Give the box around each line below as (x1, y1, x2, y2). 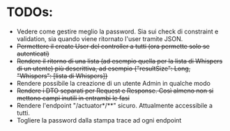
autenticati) (16, 49, 49, 58)
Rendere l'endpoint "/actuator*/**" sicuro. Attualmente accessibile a (16, 101, 213, 109)
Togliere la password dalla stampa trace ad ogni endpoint (16, 116, 182, 124)
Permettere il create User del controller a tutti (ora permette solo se (16, 42, 210, 50)
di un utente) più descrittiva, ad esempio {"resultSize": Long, (16, 64, 191, 72)
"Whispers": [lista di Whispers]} (16, 71, 109, 80)
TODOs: (6, 4, 54, 20)
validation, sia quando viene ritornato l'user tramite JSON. (16, 34, 183, 43)
